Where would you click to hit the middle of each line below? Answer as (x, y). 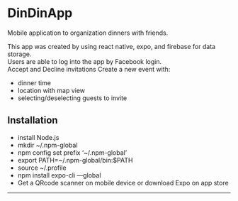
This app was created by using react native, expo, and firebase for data (112, 46)
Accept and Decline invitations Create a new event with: (89, 69)
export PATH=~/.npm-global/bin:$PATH (75, 160)
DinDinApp (40, 13)
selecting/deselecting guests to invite (72, 98)
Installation (33, 120)
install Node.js (38, 137)
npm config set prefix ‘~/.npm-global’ (72, 152)
